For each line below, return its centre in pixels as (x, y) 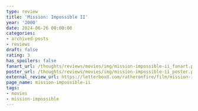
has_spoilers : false (32, 60)
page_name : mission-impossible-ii (49, 83)
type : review (22, 11)
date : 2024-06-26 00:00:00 (39, 28)
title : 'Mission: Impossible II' (47, 17)
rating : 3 (18, 55)
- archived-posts (27, 39)
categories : (21, 33)
